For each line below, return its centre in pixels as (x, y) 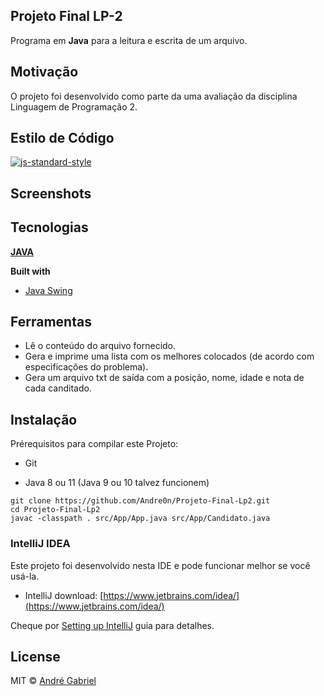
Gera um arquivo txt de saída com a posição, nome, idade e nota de (164, 378)
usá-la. (25, 576)
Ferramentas (51, 322)
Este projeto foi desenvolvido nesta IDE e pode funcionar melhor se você (160, 565)
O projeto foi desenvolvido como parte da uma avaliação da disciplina (154, 96)
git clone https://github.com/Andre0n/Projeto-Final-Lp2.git (140, 501)
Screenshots (51, 193)
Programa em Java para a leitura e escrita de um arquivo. (129, 40)
